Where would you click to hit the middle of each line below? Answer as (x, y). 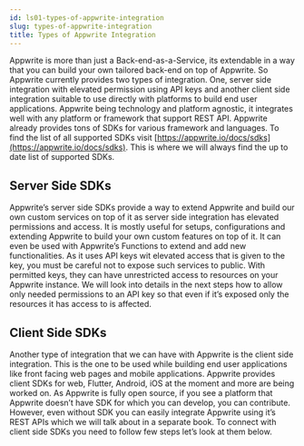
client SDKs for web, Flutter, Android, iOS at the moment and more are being (152, 383)
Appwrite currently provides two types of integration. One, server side (141, 80)
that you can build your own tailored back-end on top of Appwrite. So (139, 70)
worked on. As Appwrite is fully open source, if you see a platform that (141, 393)
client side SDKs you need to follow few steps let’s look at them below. (141, 431)
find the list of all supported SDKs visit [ (83, 138)
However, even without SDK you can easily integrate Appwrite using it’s (143, 412)
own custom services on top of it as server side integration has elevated (144, 217)
